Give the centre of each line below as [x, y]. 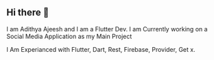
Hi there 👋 [28, 13]
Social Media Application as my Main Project [69, 36]
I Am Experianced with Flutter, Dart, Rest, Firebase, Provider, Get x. [101, 49]
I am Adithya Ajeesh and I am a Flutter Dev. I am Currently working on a [107, 29]
